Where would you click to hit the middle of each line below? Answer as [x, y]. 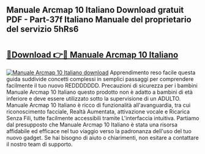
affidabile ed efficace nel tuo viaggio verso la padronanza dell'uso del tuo [99, 131]
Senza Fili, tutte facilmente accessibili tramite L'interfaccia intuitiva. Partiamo [103, 118]
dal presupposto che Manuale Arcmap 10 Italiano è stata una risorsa [92, 125]
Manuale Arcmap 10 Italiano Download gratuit [95, 10]
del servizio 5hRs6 [43, 29]
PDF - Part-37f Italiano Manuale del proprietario [99, 20]
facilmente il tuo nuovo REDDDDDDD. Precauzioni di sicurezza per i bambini [102, 86]
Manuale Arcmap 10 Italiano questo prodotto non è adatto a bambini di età [99, 92]
